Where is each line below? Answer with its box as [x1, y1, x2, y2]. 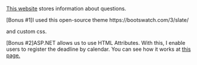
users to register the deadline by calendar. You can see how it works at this [6, 45, 191, 53]
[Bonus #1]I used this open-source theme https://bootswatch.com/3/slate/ [6, 17, 189, 23]
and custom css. [6, 28, 47, 35]
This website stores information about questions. [6, 5, 127, 12]
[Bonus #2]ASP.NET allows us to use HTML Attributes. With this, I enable [6, 40, 186, 46]
